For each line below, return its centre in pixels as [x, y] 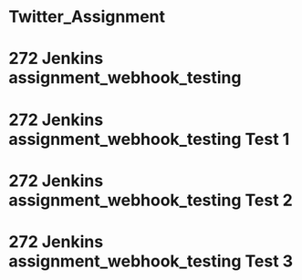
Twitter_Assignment [87, 17]
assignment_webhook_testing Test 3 [151, 261]
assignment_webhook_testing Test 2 [151, 200]
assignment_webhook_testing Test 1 [149, 139]
